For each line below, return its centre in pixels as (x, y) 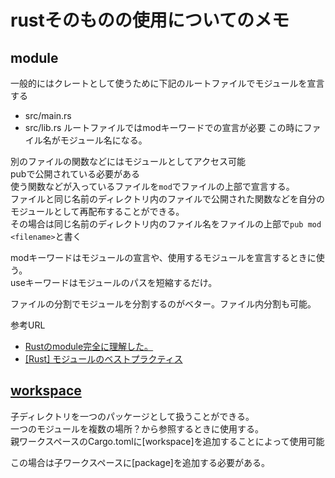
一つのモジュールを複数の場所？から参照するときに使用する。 (137, 428)
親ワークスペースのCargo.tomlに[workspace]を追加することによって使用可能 (167, 441)
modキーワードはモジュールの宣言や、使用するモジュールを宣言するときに (163, 257)
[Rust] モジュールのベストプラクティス (103, 359)
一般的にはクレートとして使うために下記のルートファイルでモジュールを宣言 (167, 83)
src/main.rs (48, 115)
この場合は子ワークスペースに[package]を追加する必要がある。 (140, 462)
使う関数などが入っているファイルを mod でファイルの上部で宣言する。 (152, 186)
